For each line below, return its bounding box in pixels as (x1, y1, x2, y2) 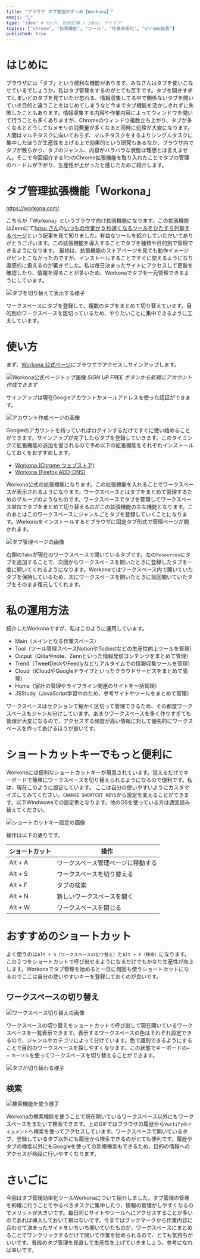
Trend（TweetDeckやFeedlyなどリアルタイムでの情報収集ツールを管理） (14, 660, 193, 667)
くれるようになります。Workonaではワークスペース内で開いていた (32, 565, 193, 573)
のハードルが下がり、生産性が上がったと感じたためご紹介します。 (6, 162, 168, 169)
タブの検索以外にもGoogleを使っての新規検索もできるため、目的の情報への (6, 1143, 190, 1150)
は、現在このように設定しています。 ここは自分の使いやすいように (6, 783, 168, 791)
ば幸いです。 (6, 1246, 37, 1254)
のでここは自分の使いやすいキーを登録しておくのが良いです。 (11, 972, 162, 980)
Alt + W (9, 903, 30, 911)
